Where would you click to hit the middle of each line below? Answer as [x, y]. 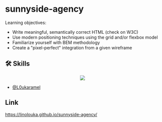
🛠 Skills [18, 64]
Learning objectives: [26, 23]
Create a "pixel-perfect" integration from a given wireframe [72, 48]
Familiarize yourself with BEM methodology [56, 42]
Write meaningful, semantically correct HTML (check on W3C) [75, 32]
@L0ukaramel [26, 87]
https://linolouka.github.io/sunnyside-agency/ [51, 114]
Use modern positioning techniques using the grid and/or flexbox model [85, 37]
